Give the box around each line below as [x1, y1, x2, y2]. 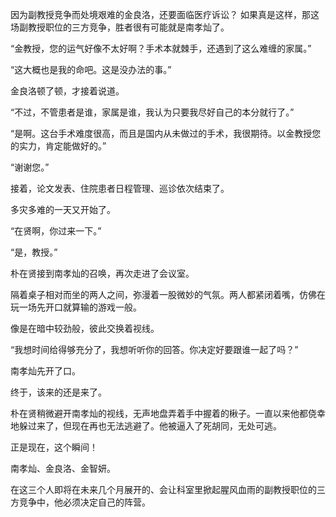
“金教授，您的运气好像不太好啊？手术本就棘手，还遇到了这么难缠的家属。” [10, 43, 312, 54]
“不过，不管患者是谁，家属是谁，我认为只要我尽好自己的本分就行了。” [10, 106, 295, 118]
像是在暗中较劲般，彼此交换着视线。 [10, 323, 160, 334]
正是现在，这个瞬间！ [10, 441, 98, 453]
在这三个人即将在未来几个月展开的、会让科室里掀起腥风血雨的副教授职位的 [10, 484, 317, 495]
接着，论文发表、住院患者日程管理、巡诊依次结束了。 [10, 183, 230, 194]
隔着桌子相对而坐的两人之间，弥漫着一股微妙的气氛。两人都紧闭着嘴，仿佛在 [10, 289, 326, 300]
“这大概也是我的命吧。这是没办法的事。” [10, 64, 172, 75]
